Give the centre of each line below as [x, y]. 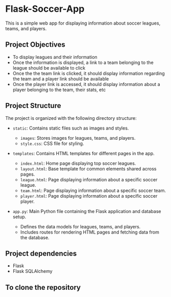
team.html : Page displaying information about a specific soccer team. [93, 190]
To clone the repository [43, 287]
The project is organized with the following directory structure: [71, 118]
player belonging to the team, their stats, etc [59, 90]
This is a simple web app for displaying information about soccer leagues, [83, 23]
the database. [35, 237]
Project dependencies [41, 253]
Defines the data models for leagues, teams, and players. [80, 226]
